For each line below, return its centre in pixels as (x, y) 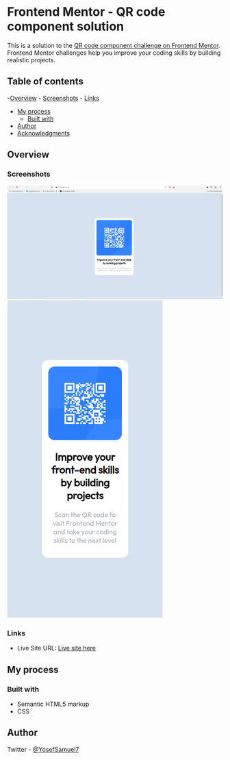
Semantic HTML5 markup (53, 704)
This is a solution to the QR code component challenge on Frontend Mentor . (114, 45)
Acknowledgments (43, 133)
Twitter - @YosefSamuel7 (43, 749)
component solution (66, 26)
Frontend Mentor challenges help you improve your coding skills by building (114, 53)
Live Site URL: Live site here (56, 648)
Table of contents (45, 82)
